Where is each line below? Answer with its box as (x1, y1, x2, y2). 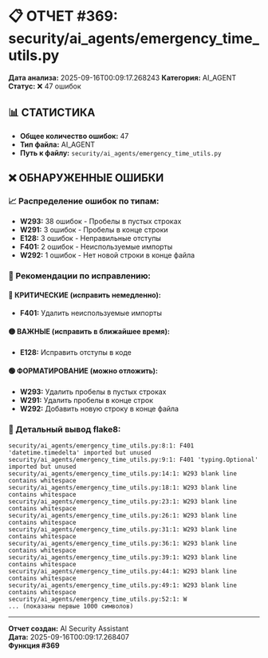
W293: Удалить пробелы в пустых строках (19, 387, 167, 396)
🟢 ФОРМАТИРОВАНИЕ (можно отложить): (8, 366, 158, 376)
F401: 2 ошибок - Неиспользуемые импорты (19, 242, 173, 252)
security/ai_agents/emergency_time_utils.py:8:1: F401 (8, 442, 195, 450)
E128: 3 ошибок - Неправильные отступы (19, 234, 162, 243)
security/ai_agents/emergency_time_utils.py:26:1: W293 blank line (8, 512, 238, 520)
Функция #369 (8, 640, 60, 651)
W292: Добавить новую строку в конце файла (19, 404, 179, 413)
